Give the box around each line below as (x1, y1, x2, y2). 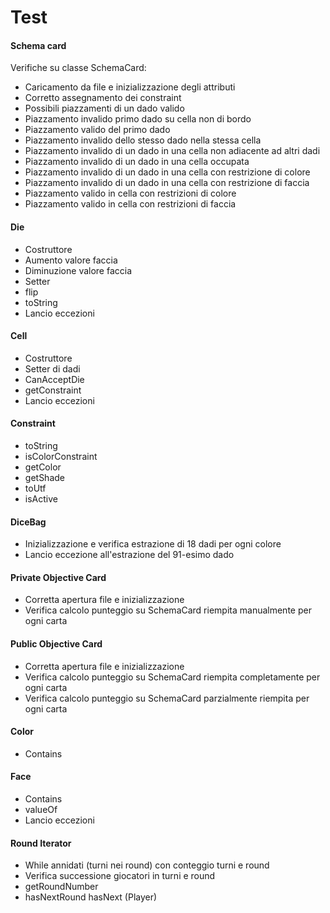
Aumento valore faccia (24, 254, 118, 266)
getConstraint (24, 384, 82, 396)
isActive (24, 493, 58, 505)
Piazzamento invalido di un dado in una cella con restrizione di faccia (24, 177, 310, 189)
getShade (24, 472, 65, 483)
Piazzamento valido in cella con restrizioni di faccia (24, 198, 237, 210)
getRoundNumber (24, 881, 99, 893)
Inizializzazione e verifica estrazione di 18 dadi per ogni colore (24, 538, 282, 550)
